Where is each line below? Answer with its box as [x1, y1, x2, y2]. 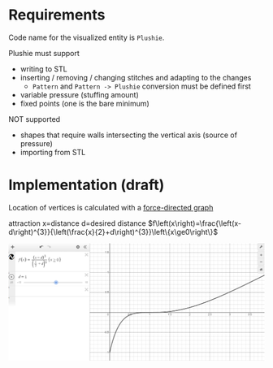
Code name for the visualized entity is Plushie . [8, 32, 165, 42]
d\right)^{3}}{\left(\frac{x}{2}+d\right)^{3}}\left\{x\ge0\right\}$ [8, 227, 218, 236]
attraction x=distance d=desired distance [8, 218, 146, 228]
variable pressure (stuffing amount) [19, 89, 140, 99]
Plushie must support [8, 48, 80, 58]
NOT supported [8, 114, 61, 123]
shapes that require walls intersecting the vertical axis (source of [19, 130, 238, 140]
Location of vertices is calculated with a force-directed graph [8, 202, 214, 212]
